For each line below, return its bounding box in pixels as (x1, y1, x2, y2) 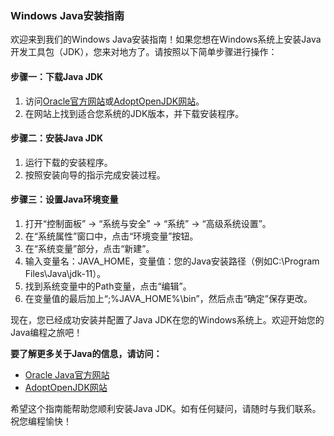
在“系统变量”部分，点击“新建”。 (24, 242, 155, 254)
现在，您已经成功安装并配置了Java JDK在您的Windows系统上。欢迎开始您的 (10, 313, 325, 326)
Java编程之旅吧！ (10, 326, 83, 338)
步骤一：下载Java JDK (10, 70, 104, 82)
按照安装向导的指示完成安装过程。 (24, 168, 166, 181)
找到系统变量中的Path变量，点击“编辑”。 (24, 280, 192, 292)
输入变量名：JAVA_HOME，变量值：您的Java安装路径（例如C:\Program (24, 255, 320, 267)
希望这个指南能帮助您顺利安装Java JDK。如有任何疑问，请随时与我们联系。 (10, 402, 322, 414)
